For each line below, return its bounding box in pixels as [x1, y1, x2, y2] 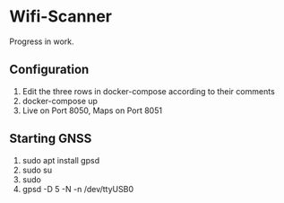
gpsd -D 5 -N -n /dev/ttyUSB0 [22, 183, 134, 194]
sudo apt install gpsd [22, 154, 100, 165]
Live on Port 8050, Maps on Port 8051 [22, 105, 163, 116]
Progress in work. [9, 36, 74, 47]
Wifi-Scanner [9, 6, 112, 27]
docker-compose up [22, 95, 99, 106]
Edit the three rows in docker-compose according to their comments [22, 85, 275, 96]
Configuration [9, 62, 90, 77]
